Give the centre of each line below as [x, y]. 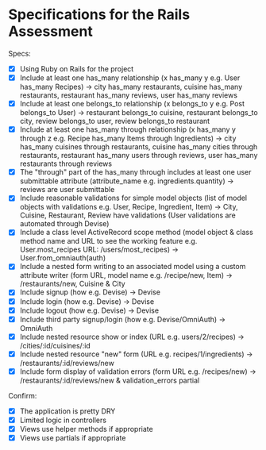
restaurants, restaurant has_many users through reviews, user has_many [139, 156]
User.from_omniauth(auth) [62, 258]
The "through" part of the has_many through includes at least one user [135, 172]
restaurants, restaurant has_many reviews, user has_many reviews [129, 95]
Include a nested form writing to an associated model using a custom [133, 267]
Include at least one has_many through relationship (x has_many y [128, 129]
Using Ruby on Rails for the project [77, 68]
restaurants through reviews [66, 163]
